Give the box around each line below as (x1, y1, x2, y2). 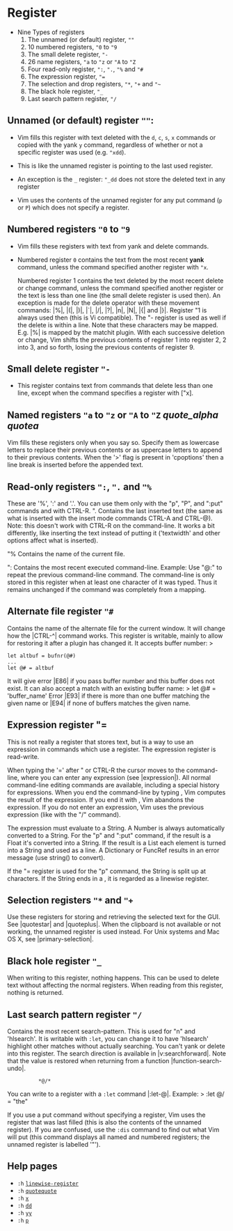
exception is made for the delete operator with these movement (17, 298, 200, 307)
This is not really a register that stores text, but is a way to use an (7, 737, 194, 746)
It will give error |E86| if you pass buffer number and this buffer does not (7, 677, 215, 685)
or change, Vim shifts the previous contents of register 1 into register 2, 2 (17, 336, 227, 344)
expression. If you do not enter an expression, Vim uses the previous (7, 803, 204, 811)
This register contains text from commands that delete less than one (17, 382, 214, 390)
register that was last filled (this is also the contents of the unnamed (7, 1118, 202, 1127)
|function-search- (170, 1057, 223, 1065)
